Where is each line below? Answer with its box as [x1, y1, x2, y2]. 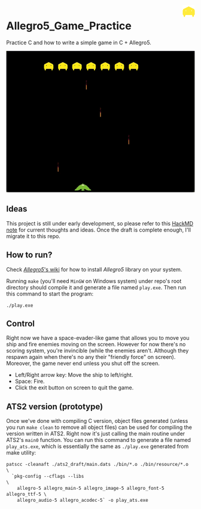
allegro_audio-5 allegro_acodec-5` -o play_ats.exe [17, 498, 148, 504]
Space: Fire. [14, 378, 45, 385]
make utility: [6, 449, 36, 456]
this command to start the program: [6, 290, 94, 297]
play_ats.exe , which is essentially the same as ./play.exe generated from [6, 443, 189, 450]
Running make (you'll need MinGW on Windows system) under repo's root [6, 277, 182, 285]
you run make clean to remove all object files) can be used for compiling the [6, 423, 193, 431]
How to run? [6, 250, 53, 260]
